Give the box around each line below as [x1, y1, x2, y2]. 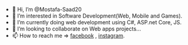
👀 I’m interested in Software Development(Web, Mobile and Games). [12, 12, 183, 19]
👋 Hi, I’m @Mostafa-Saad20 [12, 6, 82, 13]
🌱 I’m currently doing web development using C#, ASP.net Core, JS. [12, 19, 182, 26]
